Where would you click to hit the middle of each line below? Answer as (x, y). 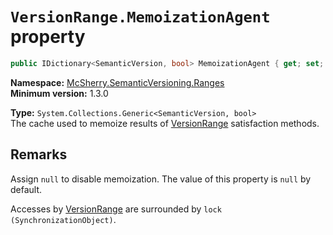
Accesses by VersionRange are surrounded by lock (116, 209)
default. (26, 189)
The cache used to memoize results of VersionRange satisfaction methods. (165, 123)
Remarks (39, 154)
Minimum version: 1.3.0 (59, 93)
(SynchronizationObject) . (63, 219)
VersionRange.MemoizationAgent (140, 17)
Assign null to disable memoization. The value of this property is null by (161, 179)
